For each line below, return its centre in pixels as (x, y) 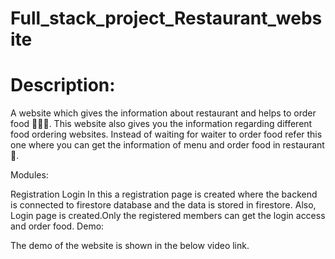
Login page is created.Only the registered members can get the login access (168, 216)
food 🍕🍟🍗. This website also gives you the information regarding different (161, 124)
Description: (63, 85)
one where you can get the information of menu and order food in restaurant (167, 145)
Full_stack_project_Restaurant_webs (166, 18)
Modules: (29, 175)
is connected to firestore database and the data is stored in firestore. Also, (163, 205)
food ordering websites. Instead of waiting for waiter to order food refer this (166, 134)
